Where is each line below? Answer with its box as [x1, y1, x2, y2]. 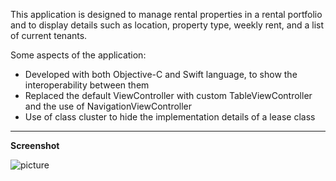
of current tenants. [10, 30, 88, 41]
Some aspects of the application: [10, 49, 147, 61]
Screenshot [10, 140, 60, 151]
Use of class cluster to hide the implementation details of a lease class [24, 111, 316, 123]
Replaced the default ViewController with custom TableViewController [24, 90, 313, 101]
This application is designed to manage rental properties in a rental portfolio [10, 9, 323, 20]
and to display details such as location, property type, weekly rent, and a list [10, 19, 325, 31]
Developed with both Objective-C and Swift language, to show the [24, 69, 298, 80]
